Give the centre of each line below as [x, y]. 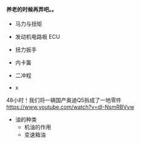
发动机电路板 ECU [37, 37]
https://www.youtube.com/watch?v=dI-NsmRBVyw [70, 107]
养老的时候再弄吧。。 [32, 9]
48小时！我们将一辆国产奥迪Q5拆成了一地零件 [64, 100]
